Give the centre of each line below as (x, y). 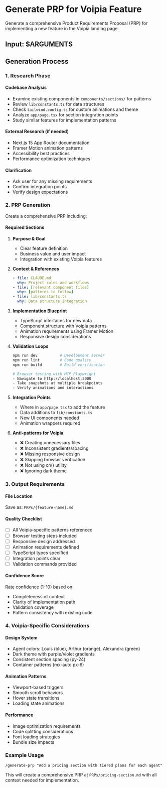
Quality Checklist (24, 518)
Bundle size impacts (33, 742)
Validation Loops (30, 346)
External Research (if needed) (37, 132)
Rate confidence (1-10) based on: (39, 587)
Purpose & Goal (29, 238)
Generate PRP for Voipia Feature (73, 9)
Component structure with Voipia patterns (63, 326)
